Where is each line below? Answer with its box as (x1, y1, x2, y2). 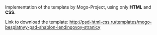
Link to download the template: (5, 19, 69, 25)
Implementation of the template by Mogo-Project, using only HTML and (5, 4, 152, 10)
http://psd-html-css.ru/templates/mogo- (69, 19, 152, 25)
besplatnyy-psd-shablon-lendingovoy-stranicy (5, 24, 101, 30)
